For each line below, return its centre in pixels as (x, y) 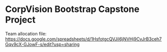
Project (20, 20)
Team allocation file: (26, 33)
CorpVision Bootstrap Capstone (72, 9)
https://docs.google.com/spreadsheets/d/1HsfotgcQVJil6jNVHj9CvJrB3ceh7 (83, 39)
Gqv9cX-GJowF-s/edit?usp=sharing (42, 44)
